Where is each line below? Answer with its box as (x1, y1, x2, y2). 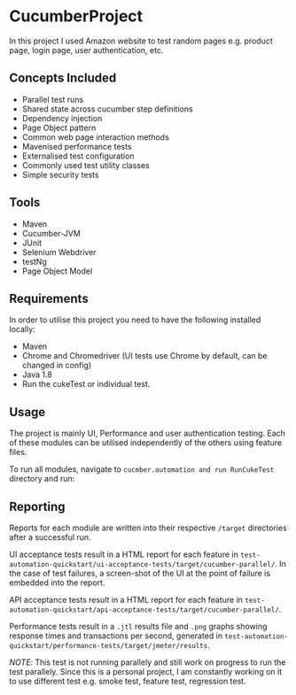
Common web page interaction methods (21, 131, 170, 143)
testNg (21, 256, 47, 266)
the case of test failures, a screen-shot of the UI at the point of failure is (9, 568, 271, 578)
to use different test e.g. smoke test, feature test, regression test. (9, 676, 246, 686)
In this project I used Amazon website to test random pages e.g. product (9, 35, 273, 46)
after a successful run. (9, 532, 91, 542)
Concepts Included (9, 71, 117, 86)
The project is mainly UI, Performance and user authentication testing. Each (9, 428, 286, 439)
